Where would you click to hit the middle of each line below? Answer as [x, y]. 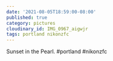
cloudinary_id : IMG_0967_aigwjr [47, 29]
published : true [27, 18]
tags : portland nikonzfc [38, 34]
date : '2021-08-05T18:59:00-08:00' [51, 12]
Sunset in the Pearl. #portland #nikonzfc [57, 51]
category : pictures [31, 23]
